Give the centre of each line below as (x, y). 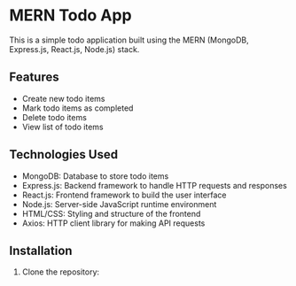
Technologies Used (63, 155)
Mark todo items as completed (78, 108)
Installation (41, 250)
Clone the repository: (61, 272)
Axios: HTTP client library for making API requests (113, 223)
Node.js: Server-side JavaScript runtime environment (119, 204)
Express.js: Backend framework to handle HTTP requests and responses (155, 185)
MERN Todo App (70, 15)
